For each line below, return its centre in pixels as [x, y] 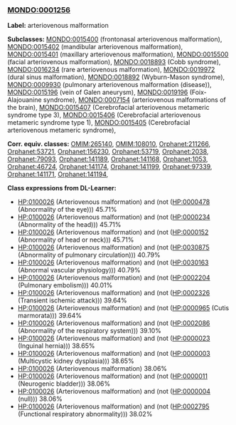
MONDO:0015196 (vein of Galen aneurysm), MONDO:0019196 [98, 92]
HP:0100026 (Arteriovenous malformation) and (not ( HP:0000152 [113, 232]
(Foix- [198, 92]
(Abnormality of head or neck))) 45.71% [76, 240]
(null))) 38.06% [40, 399]
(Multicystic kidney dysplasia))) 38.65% [76, 361]
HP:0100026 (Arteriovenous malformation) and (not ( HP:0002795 [113, 406]
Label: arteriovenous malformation [58, 26]
